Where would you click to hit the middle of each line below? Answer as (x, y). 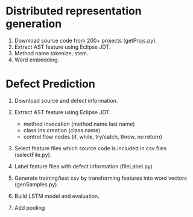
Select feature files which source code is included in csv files (90, 148)
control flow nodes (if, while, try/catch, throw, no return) (93, 136)
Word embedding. (37, 60)
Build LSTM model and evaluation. (57, 196)
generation (34, 24)
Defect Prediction (51, 84)
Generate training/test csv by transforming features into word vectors (101, 178)
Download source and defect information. (66, 100)
